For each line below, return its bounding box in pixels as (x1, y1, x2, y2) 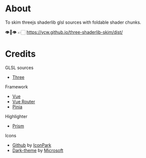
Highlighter (5, 113, 28, 119)
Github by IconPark (12, 142, 52, 148)
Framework (5, 83, 28, 89)
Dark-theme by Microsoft (12, 147, 63, 153)
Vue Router (12, 98, 35, 104)
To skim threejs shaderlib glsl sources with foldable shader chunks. (5, 19, 142, 25)
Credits (5, 48, 36, 60)
